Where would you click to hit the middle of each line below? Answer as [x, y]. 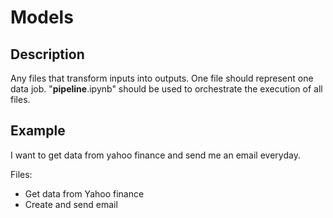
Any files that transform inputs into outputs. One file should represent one [162, 78]
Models [42, 17]
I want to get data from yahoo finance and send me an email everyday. [155, 155]
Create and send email [71, 204]
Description [47, 54]
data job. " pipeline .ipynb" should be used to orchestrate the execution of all [166, 89]
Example [38, 131]
